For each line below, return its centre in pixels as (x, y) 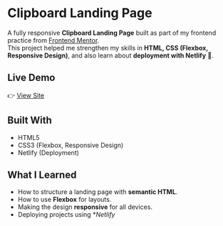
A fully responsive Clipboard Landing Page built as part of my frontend (112, 33)
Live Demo (31, 78)
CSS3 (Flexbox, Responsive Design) (71, 145)
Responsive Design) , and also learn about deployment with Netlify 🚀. (110, 55)
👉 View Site (26, 95)
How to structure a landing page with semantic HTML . (98, 192)
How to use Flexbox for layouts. (64, 200)
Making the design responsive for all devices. (85, 207)
